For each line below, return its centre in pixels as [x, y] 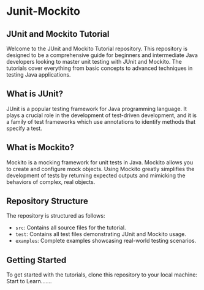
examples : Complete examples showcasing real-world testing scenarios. [106, 241]
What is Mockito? [40, 147]
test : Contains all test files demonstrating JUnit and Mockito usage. [101, 234]
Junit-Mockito [43, 11]
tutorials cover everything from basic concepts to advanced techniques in [100, 68]
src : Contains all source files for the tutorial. [70, 227]
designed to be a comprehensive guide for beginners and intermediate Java [102, 55]
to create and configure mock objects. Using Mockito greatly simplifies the [100, 169]
